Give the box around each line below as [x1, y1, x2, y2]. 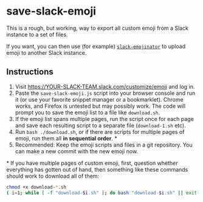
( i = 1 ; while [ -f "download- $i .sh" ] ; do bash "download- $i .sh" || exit [6, 190, 198, 196]
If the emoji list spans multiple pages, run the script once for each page [15, 115, 194, 122]
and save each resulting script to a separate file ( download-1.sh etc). [15, 122, 187, 129]
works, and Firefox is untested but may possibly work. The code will [15, 102, 186, 110]
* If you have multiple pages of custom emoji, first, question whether [6, 159, 178, 167]
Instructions [6, 67, 53, 77]
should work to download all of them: [6, 172, 99, 179]
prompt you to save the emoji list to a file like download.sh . [15, 108, 160, 116]
